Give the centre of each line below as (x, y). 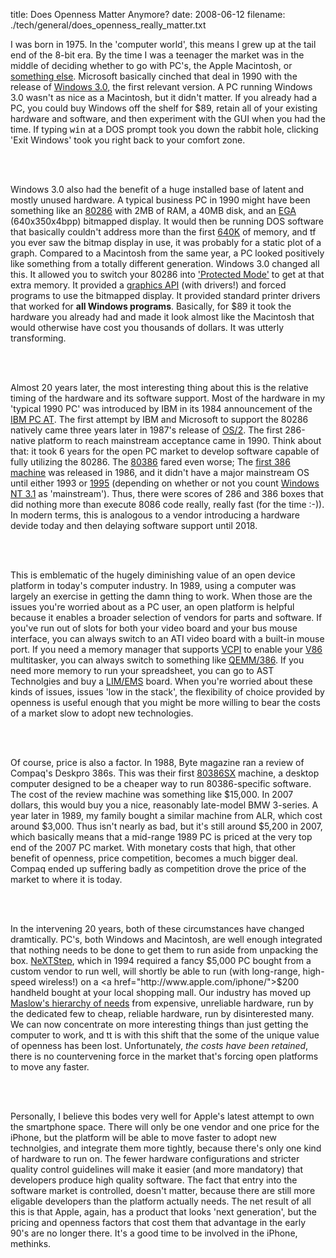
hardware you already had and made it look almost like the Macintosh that (162, 317)
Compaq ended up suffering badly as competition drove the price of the (158, 868)
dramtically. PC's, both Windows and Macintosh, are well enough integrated (166, 939)
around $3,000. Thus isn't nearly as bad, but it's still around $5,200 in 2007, (166, 826)
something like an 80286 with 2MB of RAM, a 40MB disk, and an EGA (153, 210)
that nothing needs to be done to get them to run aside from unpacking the (164, 950)
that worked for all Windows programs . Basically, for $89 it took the (151, 306)
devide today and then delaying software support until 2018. (134, 525)
